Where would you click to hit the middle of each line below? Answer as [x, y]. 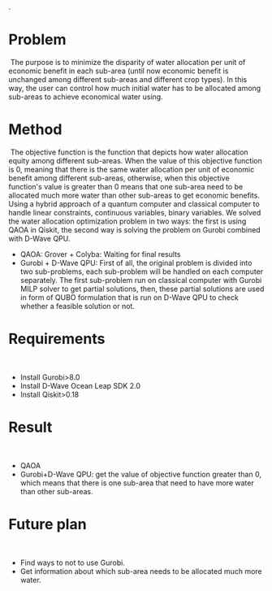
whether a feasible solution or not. [78, 306]
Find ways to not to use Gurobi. [73, 563]
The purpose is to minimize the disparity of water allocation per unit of [128, 62]
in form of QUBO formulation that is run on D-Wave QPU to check [130, 297]
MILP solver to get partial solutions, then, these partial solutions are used [142, 289]
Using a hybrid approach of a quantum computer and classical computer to [134, 204]
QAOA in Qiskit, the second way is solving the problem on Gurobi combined [135, 229]
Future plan [47, 524]
